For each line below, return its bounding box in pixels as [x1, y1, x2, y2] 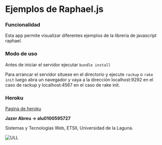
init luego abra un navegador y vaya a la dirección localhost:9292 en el [5, 76, 154, 83]
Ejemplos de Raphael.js [5, 3, 104, 15]
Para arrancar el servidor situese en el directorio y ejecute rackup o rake [5, 71, 154, 77]
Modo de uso [5, 50, 37, 57]
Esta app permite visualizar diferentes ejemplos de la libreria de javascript [5, 32, 157, 38]
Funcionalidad [5, 21, 41, 28]
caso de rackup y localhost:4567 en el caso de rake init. [5, 82, 121, 88]
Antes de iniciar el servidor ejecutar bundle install [5, 61, 111, 68]
